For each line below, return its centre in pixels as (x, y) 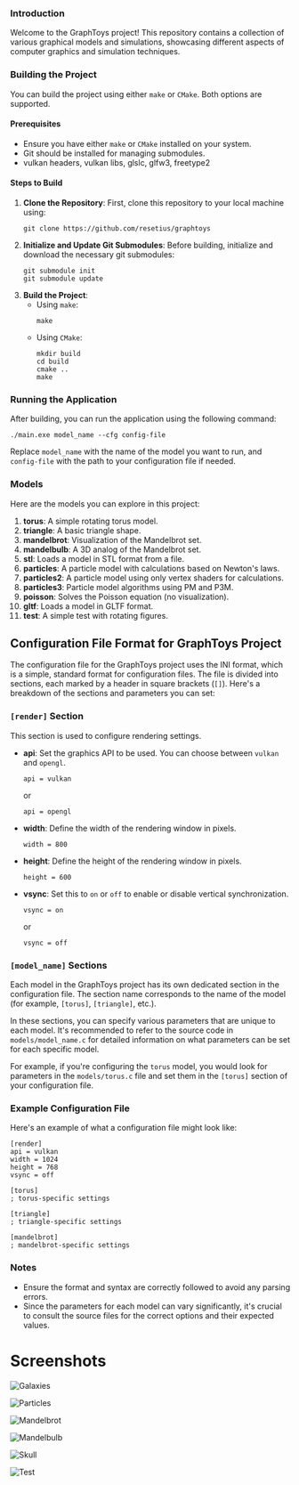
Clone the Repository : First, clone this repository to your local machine (154, 203)
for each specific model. (55, 1049)
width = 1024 (34, 1160)
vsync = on (43, 910)
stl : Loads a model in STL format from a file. (104, 558)
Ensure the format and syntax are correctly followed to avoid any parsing (157, 1287)
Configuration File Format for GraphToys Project (146, 643)
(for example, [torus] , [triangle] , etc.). (83, 1003)
